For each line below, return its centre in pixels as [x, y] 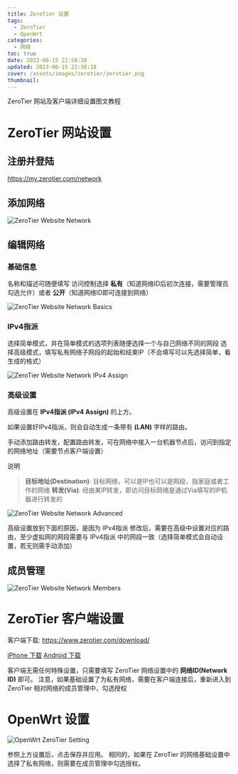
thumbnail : [23, 80]
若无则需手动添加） [48, 546]
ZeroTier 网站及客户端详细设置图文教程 [64, 101]
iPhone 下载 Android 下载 [44, 655]
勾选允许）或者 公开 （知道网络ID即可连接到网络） [80, 292]
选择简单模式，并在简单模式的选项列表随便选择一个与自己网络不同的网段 [113, 343]
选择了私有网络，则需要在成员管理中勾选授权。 [76, 763]
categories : [25, 41]
